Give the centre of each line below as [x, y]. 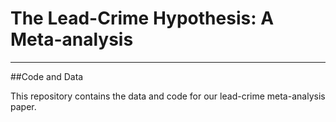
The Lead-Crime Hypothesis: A [142, 18]
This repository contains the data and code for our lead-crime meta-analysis [168, 96]
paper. [23, 106]
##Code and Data [47, 76]
